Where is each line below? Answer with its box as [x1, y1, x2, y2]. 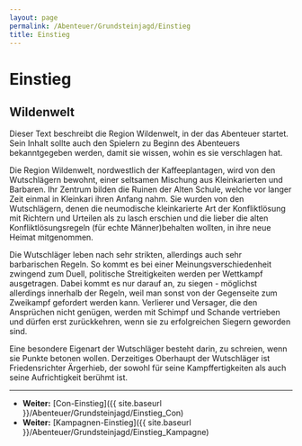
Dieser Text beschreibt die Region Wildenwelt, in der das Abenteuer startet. [9, 128, 289, 140]
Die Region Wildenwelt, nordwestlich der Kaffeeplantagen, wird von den [9, 165, 276, 176]
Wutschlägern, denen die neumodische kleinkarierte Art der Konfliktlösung [9, 204, 286, 214]
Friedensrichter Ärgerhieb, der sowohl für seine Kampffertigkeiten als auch [9, 362, 287, 374]
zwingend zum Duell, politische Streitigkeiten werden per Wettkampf [9, 269, 263, 279]
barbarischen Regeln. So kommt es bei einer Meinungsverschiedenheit [9, 259, 272, 270]
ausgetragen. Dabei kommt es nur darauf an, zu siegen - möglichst [9, 278, 258, 289]
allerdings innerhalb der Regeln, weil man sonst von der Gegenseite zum [9, 287, 278, 298]
